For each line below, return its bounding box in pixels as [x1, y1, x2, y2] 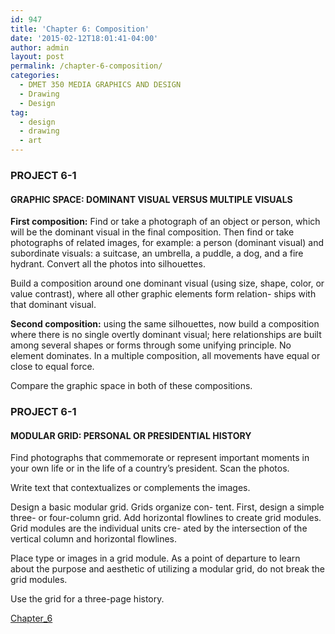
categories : [10, 71, 60, 81]
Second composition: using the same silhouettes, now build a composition [10, 318, 320, 330]
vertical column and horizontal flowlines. [10, 533, 178, 545]
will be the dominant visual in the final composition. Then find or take [10, 226, 295, 238]
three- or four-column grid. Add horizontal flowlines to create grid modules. [10, 512, 322, 524]
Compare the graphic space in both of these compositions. [10, 380, 253, 392]
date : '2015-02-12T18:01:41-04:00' [10, 33, 159, 43]
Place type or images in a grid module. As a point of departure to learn [10, 552, 301, 565]
